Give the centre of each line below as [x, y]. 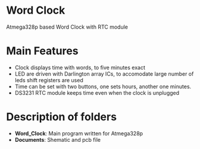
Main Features [42, 51]
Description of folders [62, 117]
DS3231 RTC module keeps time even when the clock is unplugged [97, 92]
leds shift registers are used [49, 80]
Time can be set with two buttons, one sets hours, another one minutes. [103, 86]
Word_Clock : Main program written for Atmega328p [79, 133]
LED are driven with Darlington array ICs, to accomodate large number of [104, 74]
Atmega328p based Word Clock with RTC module [67, 27]
